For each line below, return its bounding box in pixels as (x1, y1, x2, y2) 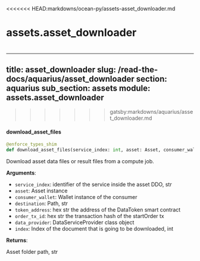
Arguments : (6, 169, 37, 176)
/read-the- (117, 64, 158, 74)
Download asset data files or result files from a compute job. (6, 158, 155, 165)
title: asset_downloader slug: (6, 64, 117, 74)
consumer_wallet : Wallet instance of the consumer (14, 194, 137, 201)
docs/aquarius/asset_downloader (6, 74, 135, 84)
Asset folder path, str (6, 248, 58, 256)
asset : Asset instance (14, 187, 68, 194)
